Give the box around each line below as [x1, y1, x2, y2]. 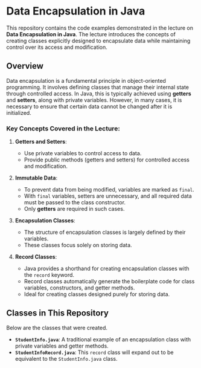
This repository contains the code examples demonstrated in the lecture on [6, 24, 194, 31]
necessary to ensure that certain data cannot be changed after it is [6, 103, 173, 110]
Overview [6, 61, 44, 71]
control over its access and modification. [6, 44, 107, 51]
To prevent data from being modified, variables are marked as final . [24, 186, 194, 193]
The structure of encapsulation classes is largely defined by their [24, 228, 186, 236]
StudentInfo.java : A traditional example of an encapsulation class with [14, 335, 191, 343]
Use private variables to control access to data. [24, 150, 142, 157]
